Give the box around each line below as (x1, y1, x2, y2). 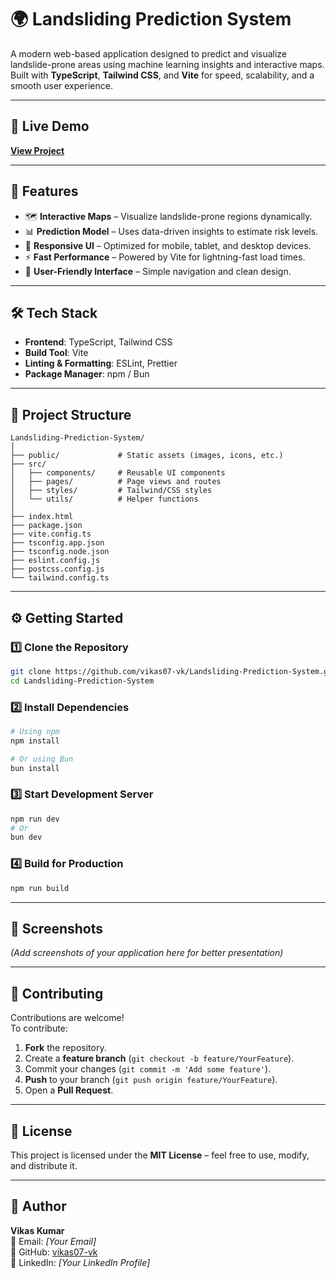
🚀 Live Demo (10, 118, 90, 135)
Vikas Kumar (10, 1224, 65, 1236)
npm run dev (10, 814, 60, 824)
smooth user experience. (10, 79, 113, 91)
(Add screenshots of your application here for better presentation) (10, 947, 284, 959)
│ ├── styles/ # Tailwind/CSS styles (10, 486, 213, 496)
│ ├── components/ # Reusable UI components (10, 468, 226, 478)
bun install (10, 763, 60, 773)
